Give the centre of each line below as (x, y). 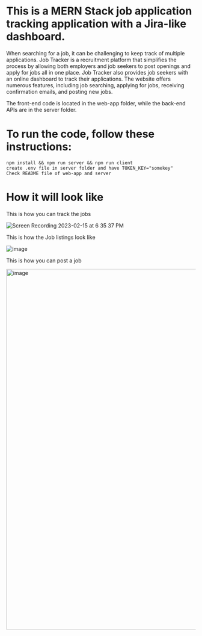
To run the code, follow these (81, 134)
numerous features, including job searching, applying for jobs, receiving (95, 85)
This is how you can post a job (44, 261)
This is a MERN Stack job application (99, 11)
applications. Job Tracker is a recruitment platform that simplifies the (91, 60)
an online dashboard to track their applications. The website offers (89, 79)
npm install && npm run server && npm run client (70, 163)
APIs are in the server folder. (41, 110)
